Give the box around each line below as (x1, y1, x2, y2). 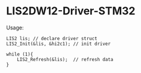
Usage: (6, 24, 24, 31)
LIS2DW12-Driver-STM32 (6, 4, 136, 18)
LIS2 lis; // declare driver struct (6, 35, 97, 41)
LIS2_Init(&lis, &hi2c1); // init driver (6, 41, 111, 47)
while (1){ (6, 51, 33, 57)
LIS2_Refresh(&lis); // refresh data (17, 56, 114, 62)
